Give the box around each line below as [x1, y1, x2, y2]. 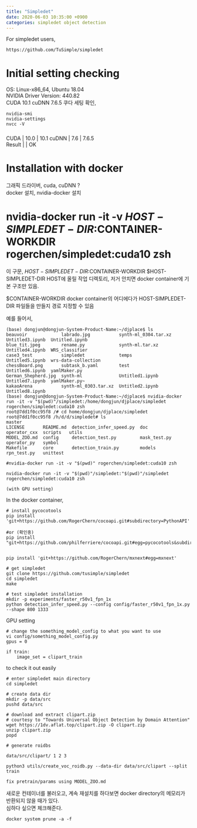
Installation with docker [6, 162, 123, 175]
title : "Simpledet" [6, 8, 54, 15]
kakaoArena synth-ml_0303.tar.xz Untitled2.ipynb [6, 383, 159, 389]
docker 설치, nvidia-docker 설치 [6, 189, 81, 196]
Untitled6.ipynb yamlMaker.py [6, 368, 83, 374]
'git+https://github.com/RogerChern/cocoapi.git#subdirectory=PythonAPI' [6, 518, 191, 524]
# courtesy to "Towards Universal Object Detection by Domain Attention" [6, 717, 191, 723]
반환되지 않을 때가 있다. [6, 797, 60, 804]
